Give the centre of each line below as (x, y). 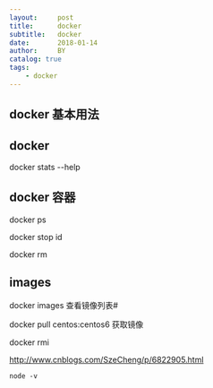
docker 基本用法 (55, 114)
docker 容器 (43, 198)
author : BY (38, 51)
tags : (19, 68)
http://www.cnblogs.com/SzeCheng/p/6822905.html (106, 359)
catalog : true (36, 59)
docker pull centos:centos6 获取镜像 (77, 324)
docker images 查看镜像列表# (64, 305)
